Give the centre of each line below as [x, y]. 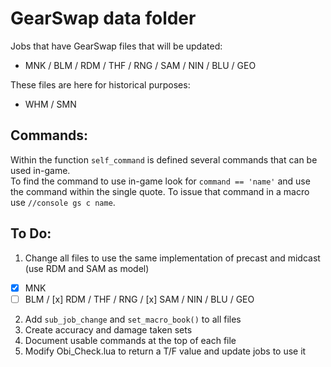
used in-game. [40, 170]
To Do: [31, 233]
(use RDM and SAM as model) [87, 268]
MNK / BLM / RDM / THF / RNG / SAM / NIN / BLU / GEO [140, 65]
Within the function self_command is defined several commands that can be [164, 159]
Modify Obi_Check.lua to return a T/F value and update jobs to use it [165, 351]
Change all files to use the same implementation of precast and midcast [172, 258]
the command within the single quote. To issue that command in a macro [160, 191]
